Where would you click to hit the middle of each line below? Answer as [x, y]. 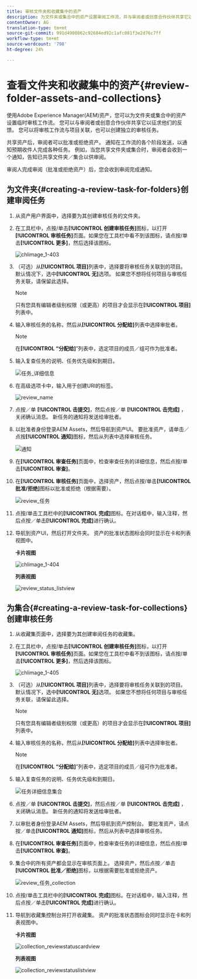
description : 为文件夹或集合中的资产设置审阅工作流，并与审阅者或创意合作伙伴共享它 [98, 17]
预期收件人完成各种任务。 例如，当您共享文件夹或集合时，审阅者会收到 [97, 149]
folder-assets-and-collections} [84, 98]
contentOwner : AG [28, 22]
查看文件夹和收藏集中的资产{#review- [98, 85]
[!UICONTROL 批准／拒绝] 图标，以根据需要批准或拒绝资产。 [87, 871]
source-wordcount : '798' [37, 44]
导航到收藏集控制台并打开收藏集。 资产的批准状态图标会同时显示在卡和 [100, 915]
